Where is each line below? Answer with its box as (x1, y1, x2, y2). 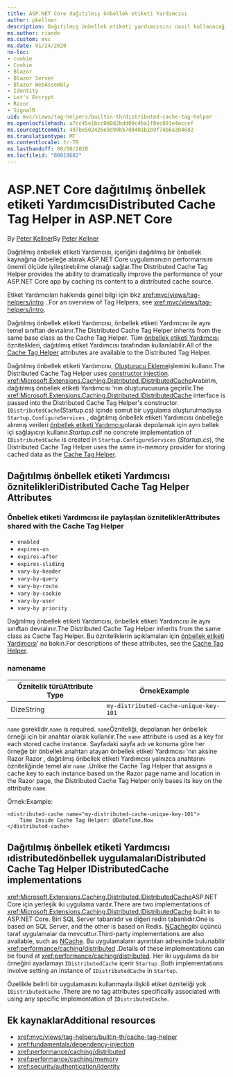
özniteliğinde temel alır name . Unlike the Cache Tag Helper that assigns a (7, 761, 213, 770)
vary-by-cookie (17, 590, 62, 597)
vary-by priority (17, 605, 68, 612)
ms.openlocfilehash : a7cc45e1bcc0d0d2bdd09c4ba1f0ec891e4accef (7, 119, 194, 127)
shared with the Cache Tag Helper (7, 522, 124, 531)
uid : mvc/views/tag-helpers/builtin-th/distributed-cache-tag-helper (7, 113, 213, 120)
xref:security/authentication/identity (17, 1062, 120, 1071)
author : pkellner (7, 17, 58, 24)
